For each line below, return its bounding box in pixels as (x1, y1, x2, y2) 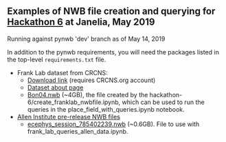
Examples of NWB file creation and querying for (7, 6, 216, 17)
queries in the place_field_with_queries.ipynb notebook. (27, 105, 185, 113)
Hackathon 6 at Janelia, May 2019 (7, 17, 155, 28)
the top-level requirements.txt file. (7, 55, 106, 63)
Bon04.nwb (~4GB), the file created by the (27, 90, 148, 99)
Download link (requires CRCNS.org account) (27, 76, 156, 84)
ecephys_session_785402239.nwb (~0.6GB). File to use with (27, 120, 200, 128)
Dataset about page (27, 83, 84, 92)
